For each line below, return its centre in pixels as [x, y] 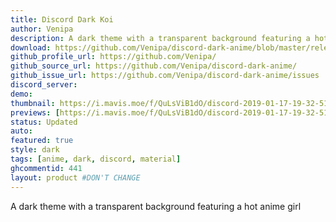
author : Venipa [42, 29]
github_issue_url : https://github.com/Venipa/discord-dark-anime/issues [165, 76]
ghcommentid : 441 [46, 168]
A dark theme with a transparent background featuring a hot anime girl [156, 206]
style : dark [35, 150]
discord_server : [44, 85]
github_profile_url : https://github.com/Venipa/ [113, 57]
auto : [21, 131]
